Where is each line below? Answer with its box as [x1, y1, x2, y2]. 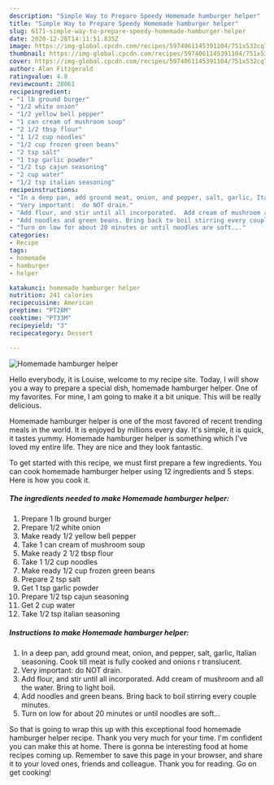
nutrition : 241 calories [9, 291, 94, 299]
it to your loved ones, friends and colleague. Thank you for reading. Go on [9, 759, 257, 769]
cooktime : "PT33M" [9, 314, 72, 322]
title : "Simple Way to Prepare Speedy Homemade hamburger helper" [9, 20, 239, 28]
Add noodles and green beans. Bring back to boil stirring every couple [20, 691, 257, 701]
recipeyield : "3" [9, 321, 68, 329]
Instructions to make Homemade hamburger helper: [9, 628, 189, 638]
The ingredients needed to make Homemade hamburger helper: [9, 494, 230, 504]
